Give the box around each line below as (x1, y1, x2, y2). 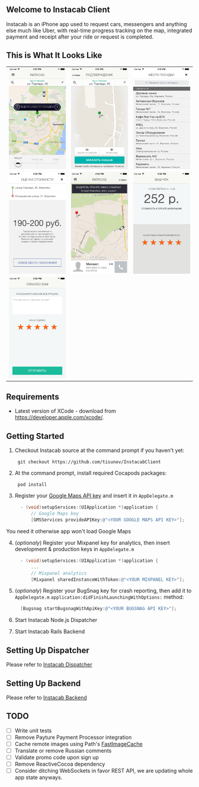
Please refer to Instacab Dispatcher (6, 661, 93, 668)
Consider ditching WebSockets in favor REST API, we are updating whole (14, 767, 193, 775)
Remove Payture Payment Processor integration (14, 734, 132, 741)
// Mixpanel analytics (30, 570, 87, 576)
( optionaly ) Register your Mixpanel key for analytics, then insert (14, 539, 170, 546)
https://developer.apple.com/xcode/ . (14, 414, 104, 421)
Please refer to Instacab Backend (6, 694, 87, 701)
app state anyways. (14, 774, 63, 781)
